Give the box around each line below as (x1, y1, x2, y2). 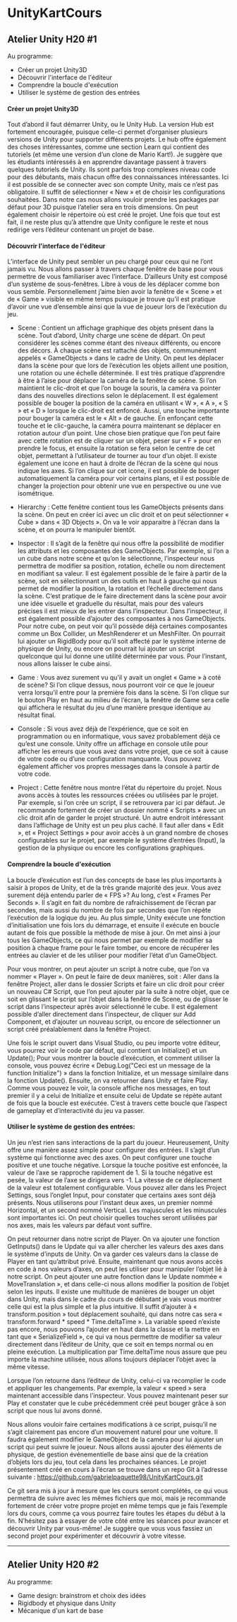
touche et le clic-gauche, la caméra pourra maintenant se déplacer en (17, 421, 221, 430)
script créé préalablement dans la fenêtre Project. (7, 1024, 152, 1033)
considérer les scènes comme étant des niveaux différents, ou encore (17, 338, 221, 348)
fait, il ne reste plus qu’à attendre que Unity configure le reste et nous (7, 218, 209, 227)
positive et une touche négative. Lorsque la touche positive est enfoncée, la (7, 1160, 228, 1169)
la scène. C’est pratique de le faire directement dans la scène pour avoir (17, 592, 227, 600)
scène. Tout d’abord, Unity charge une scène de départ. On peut (17, 331, 206, 340)
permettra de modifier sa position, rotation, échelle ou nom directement (17, 561, 226, 571)
